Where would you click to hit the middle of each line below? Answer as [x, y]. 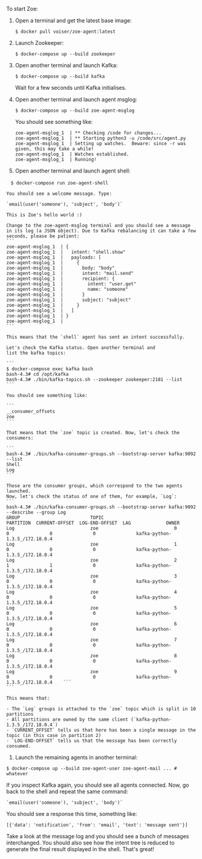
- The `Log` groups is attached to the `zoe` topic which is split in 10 [101, 709]
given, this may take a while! [54, 149]
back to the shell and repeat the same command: [67, 791]
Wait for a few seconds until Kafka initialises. [71, 88]
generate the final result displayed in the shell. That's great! [80, 849]
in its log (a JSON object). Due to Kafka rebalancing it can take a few [101, 231]
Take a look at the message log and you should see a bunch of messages [98, 836]
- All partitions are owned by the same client [67, 719]
